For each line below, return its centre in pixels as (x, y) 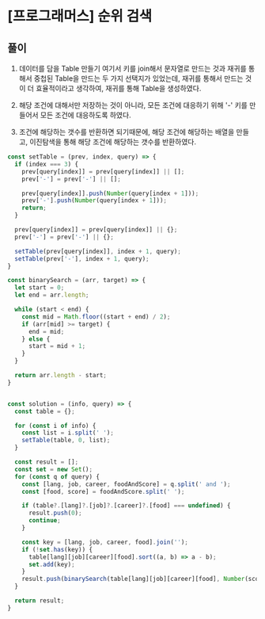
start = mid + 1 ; (57, 346)
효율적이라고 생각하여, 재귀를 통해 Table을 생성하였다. (119, 88)
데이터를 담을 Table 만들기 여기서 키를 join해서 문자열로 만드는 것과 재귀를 (132, 69)
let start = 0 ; (40, 288)
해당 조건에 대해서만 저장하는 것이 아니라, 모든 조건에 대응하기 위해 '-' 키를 (133, 105)
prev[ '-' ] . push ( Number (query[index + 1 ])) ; (95, 201)
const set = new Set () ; (53, 469)
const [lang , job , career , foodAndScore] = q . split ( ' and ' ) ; (126, 484)
